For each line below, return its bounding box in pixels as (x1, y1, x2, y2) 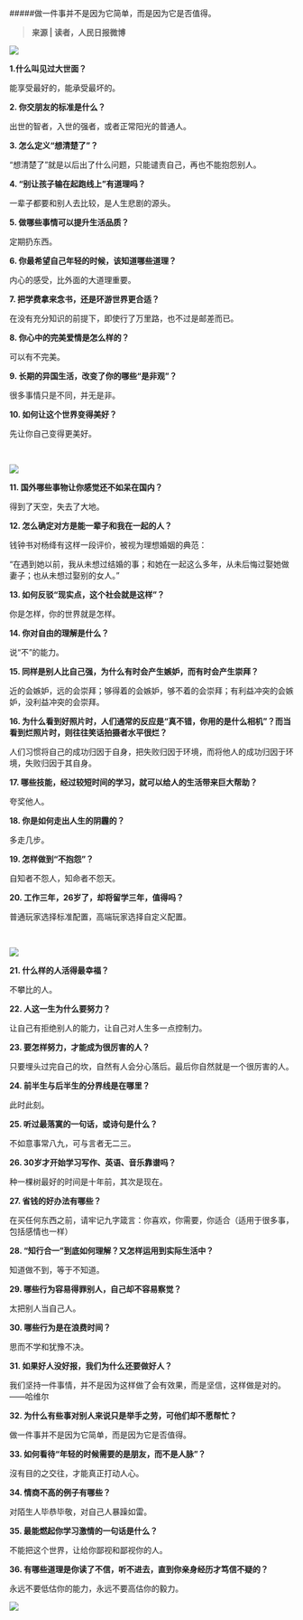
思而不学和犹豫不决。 (9, 1342, 88, 1352)
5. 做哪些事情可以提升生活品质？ (9, 217, 129, 228)
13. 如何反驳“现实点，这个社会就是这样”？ (9, 589, 165, 599)
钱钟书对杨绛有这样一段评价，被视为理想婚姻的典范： (9, 540, 207, 550)
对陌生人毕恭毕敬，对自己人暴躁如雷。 (9, 1506, 151, 1517)
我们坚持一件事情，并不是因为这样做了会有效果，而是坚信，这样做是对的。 (9, 1380, 286, 1390)
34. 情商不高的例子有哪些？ (9, 1487, 111, 1498)
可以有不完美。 (9, 352, 65, 362)
